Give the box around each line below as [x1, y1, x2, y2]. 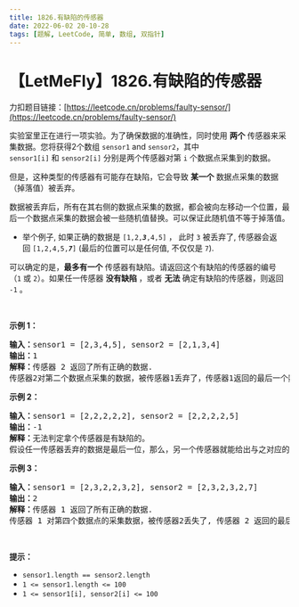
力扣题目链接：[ [9, 102, 68, 112]
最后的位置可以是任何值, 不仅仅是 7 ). [81, 242, 214, 254]
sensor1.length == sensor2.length [21, 571, 150, 580]
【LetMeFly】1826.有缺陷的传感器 [9, 70, 263, 91]
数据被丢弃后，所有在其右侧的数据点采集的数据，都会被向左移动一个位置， [9, 201, 282, 212]
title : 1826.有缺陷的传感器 [9, 12, 104, 22]
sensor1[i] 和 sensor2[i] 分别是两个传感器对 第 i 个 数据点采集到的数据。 [9, 152, 276, 163]
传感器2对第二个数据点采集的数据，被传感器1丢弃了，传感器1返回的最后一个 [9, 373, 289, 383]
